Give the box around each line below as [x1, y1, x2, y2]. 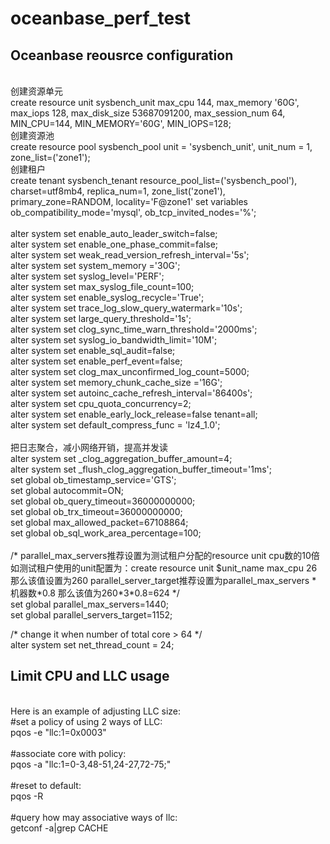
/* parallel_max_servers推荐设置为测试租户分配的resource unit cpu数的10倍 [10, 550, 320, 561]
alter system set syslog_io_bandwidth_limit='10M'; [10, 334, 218, 346]
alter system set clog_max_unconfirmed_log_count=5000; [10, 366, 250, 377]
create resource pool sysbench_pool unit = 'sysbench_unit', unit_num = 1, [10, 141, 313, 152]
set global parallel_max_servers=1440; [10, 598, 169, 610]
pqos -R [10, 790, 44, 802]
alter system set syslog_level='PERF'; [10, 270, 165, 282]
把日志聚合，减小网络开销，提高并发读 [10, 442, 168, 453]
